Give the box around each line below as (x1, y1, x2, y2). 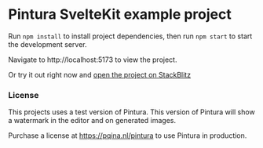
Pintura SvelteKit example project (8, 5, 232, 23)
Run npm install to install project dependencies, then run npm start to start (8, 31, 253, 41)
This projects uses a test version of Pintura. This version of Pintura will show (8, 107, 255, 117)
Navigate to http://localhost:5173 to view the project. (8, 55, 177, 64)
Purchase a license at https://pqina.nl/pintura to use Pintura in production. (8, 131, 247, 140)
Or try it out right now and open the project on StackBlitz (8, 70, 191, 79)
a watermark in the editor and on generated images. (8, 116, 177, 125)
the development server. (8, 39, 87, 49)
